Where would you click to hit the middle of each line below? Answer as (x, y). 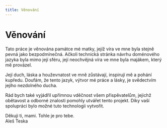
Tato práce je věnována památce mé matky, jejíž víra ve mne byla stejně (80, 49)
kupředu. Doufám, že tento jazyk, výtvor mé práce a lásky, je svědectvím (81, 80)
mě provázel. (19, 65)
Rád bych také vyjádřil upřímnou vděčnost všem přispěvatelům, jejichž (78, 95)
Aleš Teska (17, 121)
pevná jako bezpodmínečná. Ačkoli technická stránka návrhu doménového (82, 54)
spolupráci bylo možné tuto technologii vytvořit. (55, 106)
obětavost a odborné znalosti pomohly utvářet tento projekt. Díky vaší (77, 100)
